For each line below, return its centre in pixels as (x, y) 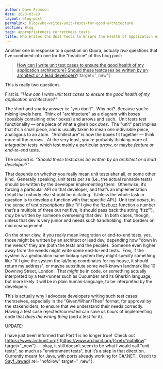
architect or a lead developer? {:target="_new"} (64, 75)
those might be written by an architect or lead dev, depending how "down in (81, 240)
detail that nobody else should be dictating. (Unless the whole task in (75, 194)
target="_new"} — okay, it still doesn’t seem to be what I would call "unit (77, 346)
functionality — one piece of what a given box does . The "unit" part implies (81, 124)
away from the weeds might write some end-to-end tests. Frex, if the (74, 250)
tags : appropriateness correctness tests (48, 32)
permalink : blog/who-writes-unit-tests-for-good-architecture (69, 23)
